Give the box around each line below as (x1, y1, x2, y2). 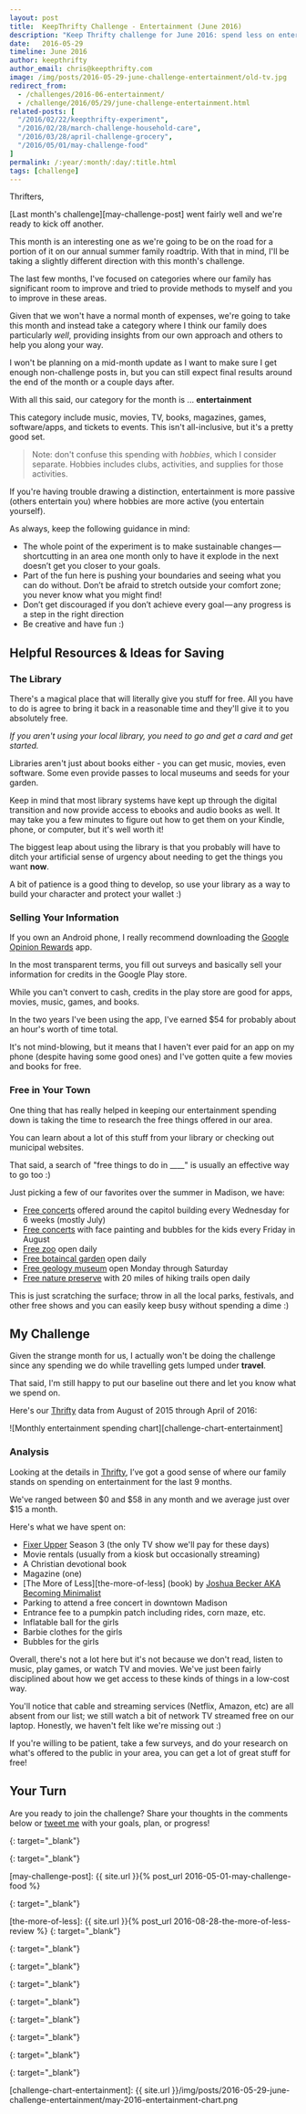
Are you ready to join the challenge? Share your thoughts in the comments (9, 1807, 289, 1818)
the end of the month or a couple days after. (9, 376, 175, 388)
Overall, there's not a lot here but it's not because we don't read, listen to (9, 1654, 284, 1665)
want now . (9, 861, 50, 872)
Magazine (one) (22, 1568, 82, 1579)
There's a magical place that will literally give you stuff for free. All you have (9, 693, 294, 704)
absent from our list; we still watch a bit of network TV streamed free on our (9, 1709, 294, 1721)
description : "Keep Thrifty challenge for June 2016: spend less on (9, 30, 275, 39)
